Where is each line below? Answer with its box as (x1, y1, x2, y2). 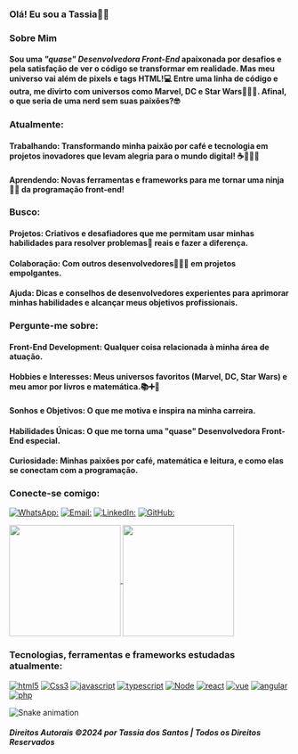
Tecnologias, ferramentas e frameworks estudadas (9, 649, 236, 661)
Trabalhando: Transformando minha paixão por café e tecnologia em (9, 140, 269, 151)
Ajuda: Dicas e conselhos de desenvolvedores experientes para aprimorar (9, 288, 289, 299)
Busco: (9, 206, 41, 218)
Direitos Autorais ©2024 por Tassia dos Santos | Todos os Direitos (9, 727, 262, 738)
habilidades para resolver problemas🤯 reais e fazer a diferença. (9, 238, 249, 249)
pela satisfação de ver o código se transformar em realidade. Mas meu (9, 63, 276, 74)
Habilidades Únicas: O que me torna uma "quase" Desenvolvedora (9, 425, 261, 436)
